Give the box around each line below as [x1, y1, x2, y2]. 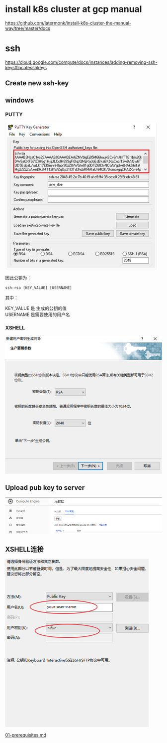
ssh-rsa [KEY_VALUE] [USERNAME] [5, 285, 72, 290]
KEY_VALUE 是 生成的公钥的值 [5, 305, 67, 311]
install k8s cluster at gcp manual [5, 3, 142, 15]
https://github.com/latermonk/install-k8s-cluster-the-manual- [5, 20, 132, 26]
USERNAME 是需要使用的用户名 [5, 311, 71, 317]
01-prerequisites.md [5, 732, 46, 738]
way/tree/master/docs [5, 25, 51, 31]
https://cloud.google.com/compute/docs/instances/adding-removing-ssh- [5, 59, 158, 65]
